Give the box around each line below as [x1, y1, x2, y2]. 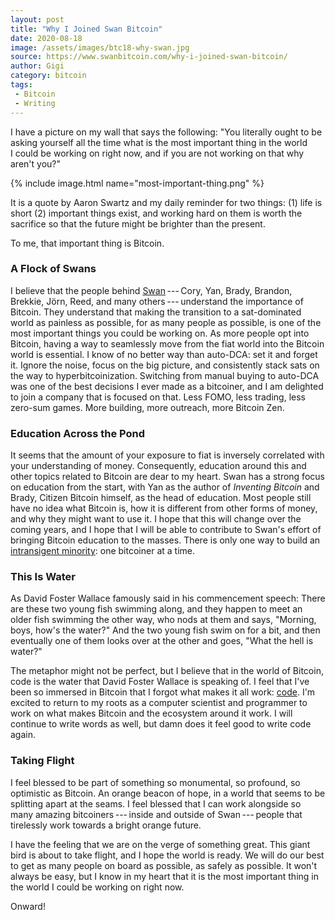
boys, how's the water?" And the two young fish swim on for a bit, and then [10, 624, 321, 636]
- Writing [14, 98, 56, 108]
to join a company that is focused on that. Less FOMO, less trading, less [10, 391, 306, 403]
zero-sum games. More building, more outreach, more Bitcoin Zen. [10, 401, 285, 413]
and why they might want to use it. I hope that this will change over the [10, 513, 302, 525]
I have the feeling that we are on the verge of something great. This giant [10, 838, 311, 850]
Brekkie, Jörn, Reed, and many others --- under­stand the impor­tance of [10, 295, 304, 307]
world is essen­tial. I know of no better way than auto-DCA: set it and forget [10, 348, 318, 360]
